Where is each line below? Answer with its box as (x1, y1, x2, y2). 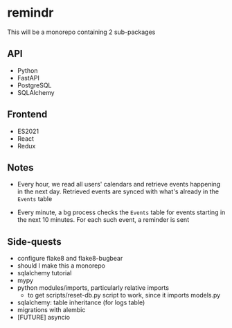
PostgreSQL (17, 81, 52, 89)
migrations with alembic (17, 306, 86, 314)
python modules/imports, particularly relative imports (17, 284, 170, 292)
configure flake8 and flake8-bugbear (17, 254, 123, 263)
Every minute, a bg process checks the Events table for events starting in (17, 208, 226, 216)
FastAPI (17, 74, 39, 82)
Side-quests (7, 236, 62, 248)
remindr (7, 5, 54, 21)
